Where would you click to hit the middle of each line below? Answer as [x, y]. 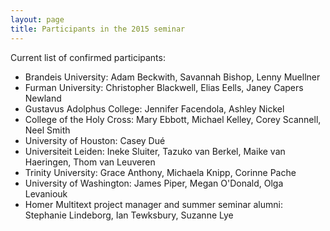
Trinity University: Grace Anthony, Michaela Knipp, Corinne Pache [160, 172]
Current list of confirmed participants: [88, 57]
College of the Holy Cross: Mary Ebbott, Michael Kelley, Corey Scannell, [173, 119]
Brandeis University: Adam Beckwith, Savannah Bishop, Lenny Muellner [172, 77]
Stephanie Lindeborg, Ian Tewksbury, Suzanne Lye [129, 215]
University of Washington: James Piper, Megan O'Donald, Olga [154, 183]
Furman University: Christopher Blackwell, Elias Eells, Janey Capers [164, 87]
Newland [43, 98]
